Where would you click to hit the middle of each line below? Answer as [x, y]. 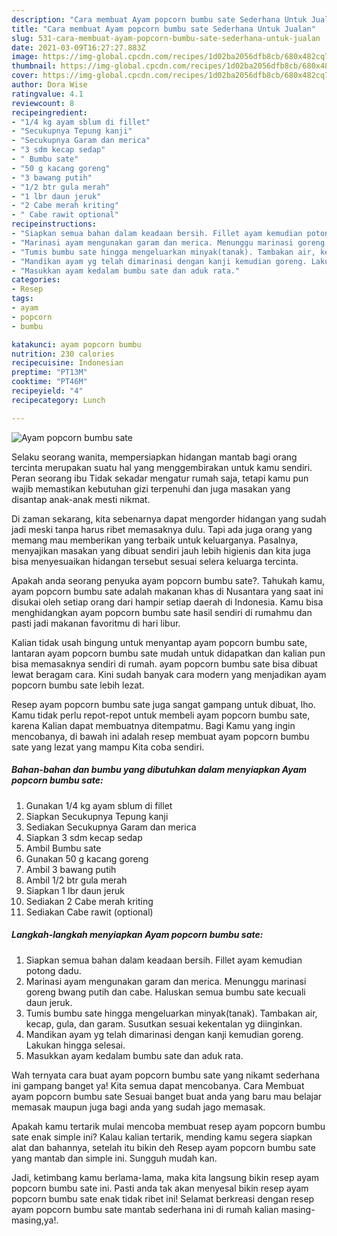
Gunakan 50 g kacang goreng [87, 858]
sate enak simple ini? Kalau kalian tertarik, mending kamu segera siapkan [162, 1137]
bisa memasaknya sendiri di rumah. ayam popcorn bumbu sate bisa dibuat [164, 663]
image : [25, 57]
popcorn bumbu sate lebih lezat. [78, 685]
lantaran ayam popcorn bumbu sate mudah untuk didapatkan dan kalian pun [168, 653]
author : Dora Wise [49, 85]
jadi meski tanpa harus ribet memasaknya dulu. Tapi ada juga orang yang [162, 529]
